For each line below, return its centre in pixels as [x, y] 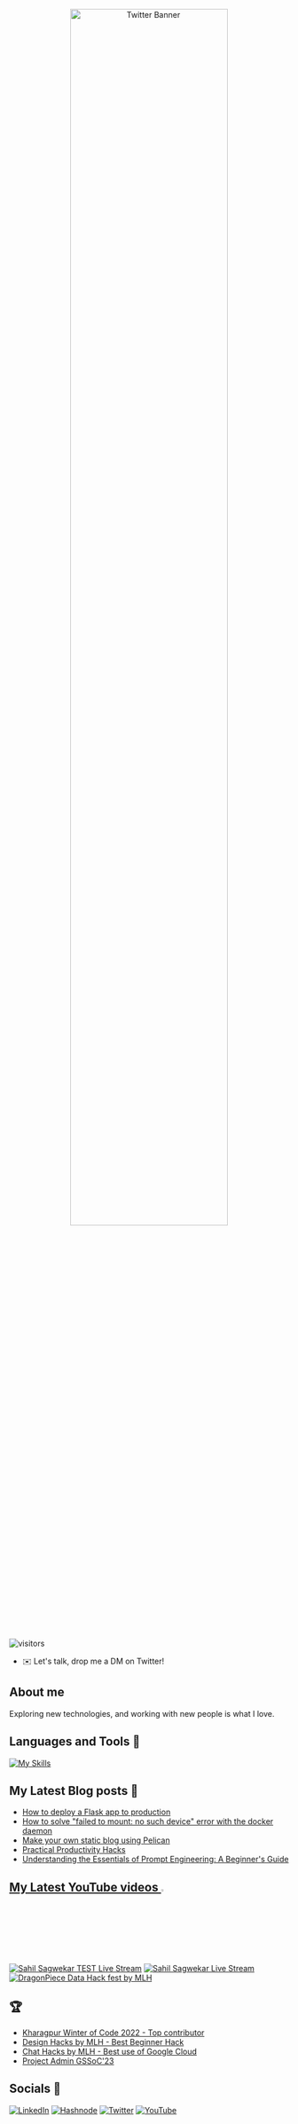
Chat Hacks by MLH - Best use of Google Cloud [110, 2052]
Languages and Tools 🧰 [75, 1742]
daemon [37, 1831]
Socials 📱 [35, 2089]
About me [37, 1692]
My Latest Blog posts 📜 [74, 1791]
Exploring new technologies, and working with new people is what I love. [142, 1713]
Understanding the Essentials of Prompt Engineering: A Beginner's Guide [155, 1860]
